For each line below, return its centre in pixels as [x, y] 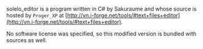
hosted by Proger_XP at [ [37, 15]
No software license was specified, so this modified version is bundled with [102, 34]
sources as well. [27, 40]
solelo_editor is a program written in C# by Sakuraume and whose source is [102, 9]
